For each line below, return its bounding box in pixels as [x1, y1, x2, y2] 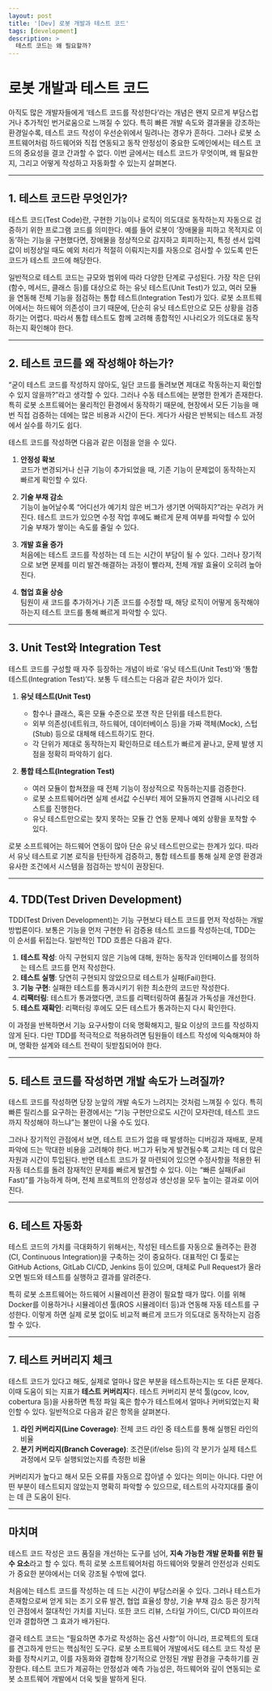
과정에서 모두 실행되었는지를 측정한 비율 [19, 1454, 147, 1464]
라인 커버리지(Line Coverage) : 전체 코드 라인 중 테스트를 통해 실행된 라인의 [19, 1424, 259, 1434]
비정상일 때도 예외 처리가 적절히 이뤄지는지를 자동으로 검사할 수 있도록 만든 [23, 244, 259, 255]
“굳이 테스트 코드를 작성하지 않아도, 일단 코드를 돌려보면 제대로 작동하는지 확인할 [8, 380, 262, 389]
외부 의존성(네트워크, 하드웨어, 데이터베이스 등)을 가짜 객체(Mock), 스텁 [32, 718, 258, 729]
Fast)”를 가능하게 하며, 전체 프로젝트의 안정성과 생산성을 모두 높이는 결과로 [8, 1175, 244, 1185]
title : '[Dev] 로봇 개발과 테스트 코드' [8, 19, 130, 28]
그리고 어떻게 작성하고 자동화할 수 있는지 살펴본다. [19, 159, 176, 168]
